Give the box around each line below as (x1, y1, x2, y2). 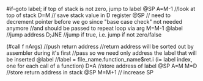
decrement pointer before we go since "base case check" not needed (6, 18, 182, 25)
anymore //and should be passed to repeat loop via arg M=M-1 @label (6, 24, 183, 32)
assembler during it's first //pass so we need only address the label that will (6, 49, 197, 57)
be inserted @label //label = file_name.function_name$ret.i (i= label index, (6, 56, 193, 63)
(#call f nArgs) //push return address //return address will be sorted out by (6, 43, 194, 50)
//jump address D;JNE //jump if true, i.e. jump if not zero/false (6, 31, 162, 38)
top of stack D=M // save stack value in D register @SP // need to (6, 12, 171, 19)
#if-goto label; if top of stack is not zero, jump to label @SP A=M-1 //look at (6, 5, 196, 12)
